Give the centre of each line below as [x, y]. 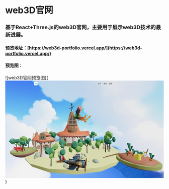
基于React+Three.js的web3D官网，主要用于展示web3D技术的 [80, 27]
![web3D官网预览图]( [27, 77]
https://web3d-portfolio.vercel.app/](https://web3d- [86, 48]
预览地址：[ [17, 48]
